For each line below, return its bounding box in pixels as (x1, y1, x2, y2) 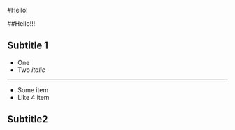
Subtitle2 (7, 113, 48, 125)
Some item (17, 85, 49, 94)
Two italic (17, 66, 45, 74)
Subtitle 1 (7, 40, 49, 52)
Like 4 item (17, 93, 50, 101)
